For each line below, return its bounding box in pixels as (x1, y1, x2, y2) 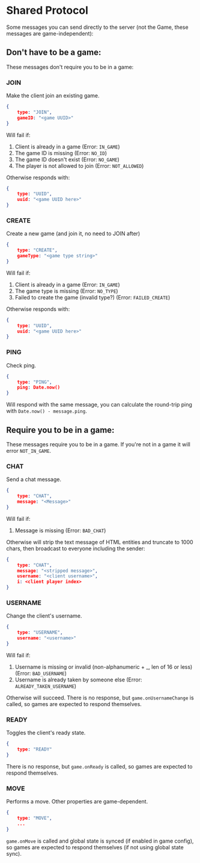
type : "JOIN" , (17, 109, 52, 115)
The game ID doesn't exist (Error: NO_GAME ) (14, 156, 120, 163)
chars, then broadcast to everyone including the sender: (6, 545, 145, 552)
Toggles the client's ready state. (6, 729, 86, 737)
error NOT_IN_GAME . (6, 447, 52, 454)
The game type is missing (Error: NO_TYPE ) (14, 287, 118, 295)
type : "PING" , (17, 379, 52, 385)
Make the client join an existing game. (6, 92, 100, 99)
